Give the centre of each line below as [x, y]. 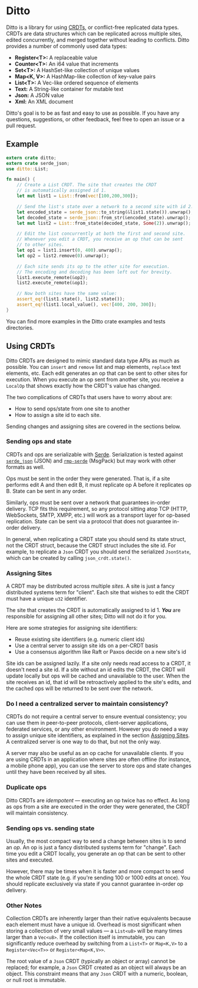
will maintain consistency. [37, 813]
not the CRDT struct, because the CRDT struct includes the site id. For [91, 545]
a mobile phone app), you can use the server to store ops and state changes [99, 766]
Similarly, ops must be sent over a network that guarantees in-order [88, 502]
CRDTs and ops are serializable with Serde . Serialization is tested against [95, 454]
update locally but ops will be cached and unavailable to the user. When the [98, 676]
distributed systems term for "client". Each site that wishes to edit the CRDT [98, 592]
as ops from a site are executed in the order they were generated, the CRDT [98, 806]
